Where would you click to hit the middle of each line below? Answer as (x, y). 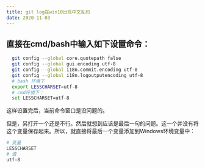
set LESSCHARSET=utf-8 (41, 98)
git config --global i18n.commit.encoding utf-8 (75, 70)
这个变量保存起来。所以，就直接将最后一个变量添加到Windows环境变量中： (101, 131)
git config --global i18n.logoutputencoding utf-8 (77, 75)
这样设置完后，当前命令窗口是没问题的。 (57, 111)
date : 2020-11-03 (28, 18)
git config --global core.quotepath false (67, 59)
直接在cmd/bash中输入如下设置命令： (78, 44)
